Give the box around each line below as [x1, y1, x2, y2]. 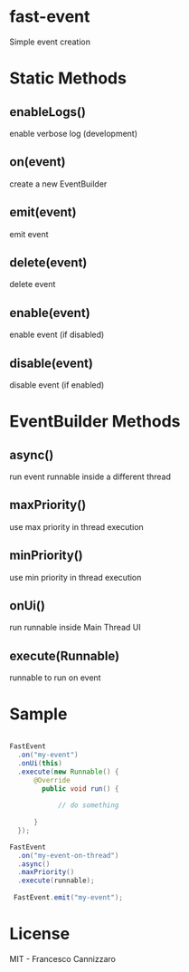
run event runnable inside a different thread [9, 471, 172, 482]
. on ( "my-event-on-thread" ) [17, 851, 119, 860]
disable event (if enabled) [9, 380, 105, 390]
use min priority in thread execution [9, 572, 142, 582]
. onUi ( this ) [17, 758, 63, 767]
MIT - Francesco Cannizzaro [9, 953, 116, 964]
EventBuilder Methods [9, 411, 181, 432]
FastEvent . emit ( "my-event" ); [13, 893, 124, 902]
